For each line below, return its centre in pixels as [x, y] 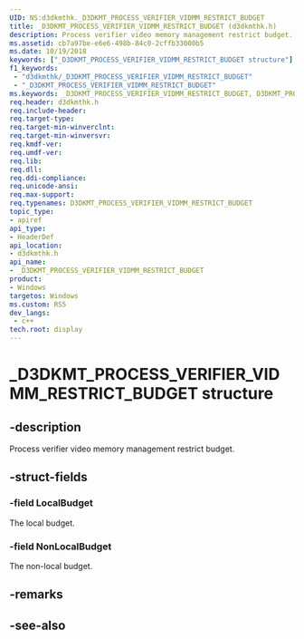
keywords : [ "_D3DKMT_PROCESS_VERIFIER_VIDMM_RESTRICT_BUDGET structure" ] [152, 60]
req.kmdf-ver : [36, 144]
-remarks [36, 595]
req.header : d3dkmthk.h [54, 102]
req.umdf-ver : [36, 152]
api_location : [36, 246]
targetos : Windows [44, 295]
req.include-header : [48, 111]
